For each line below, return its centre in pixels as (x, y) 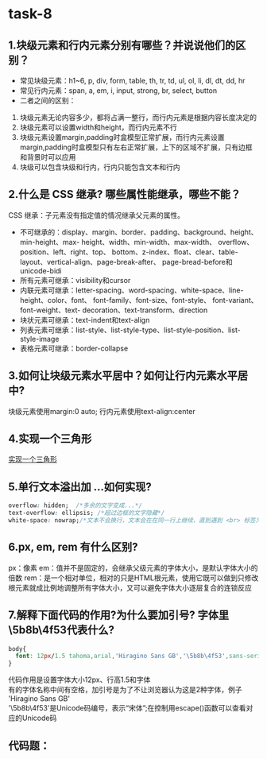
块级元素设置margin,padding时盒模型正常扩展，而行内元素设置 (122, 137)
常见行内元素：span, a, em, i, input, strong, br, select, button (118, 91)
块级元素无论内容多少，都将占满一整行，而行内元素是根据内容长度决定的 (138, 117)
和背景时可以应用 (48, 157)
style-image (39, 339)
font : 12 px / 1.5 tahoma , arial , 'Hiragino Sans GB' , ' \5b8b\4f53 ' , (122, 656)
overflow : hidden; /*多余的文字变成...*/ (75, 505)
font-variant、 (235, 300)
